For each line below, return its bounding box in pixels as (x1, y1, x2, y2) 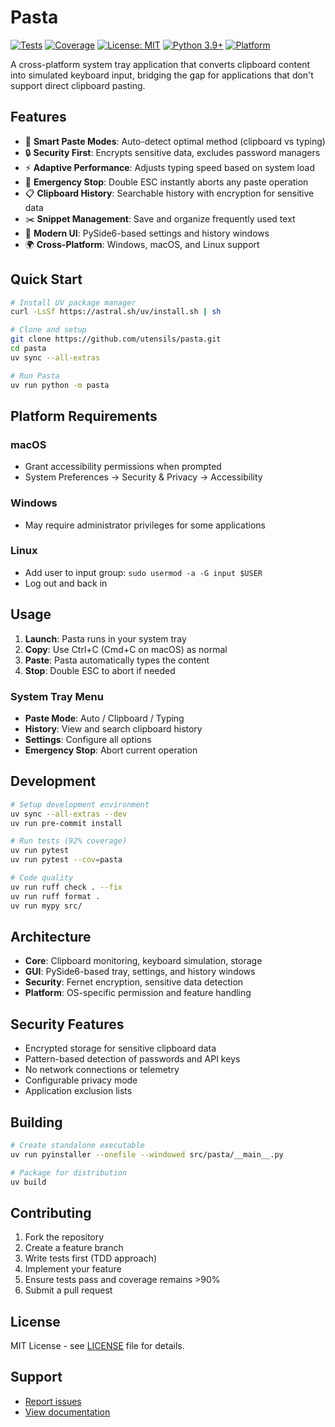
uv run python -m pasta (10, 380, 110, 390)
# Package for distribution (10, 1167, 128, 1178)
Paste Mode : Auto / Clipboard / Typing (24, 712, 185, 724)
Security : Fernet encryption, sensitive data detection (24, 976, 244, 988)
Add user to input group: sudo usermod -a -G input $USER (24, 566, 263, 578)
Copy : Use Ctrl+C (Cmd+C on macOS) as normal (24, 643, 228, 655)
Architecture (10, 928, 92, 945)
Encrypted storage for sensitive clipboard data (24, 1042, 217, 1055)
